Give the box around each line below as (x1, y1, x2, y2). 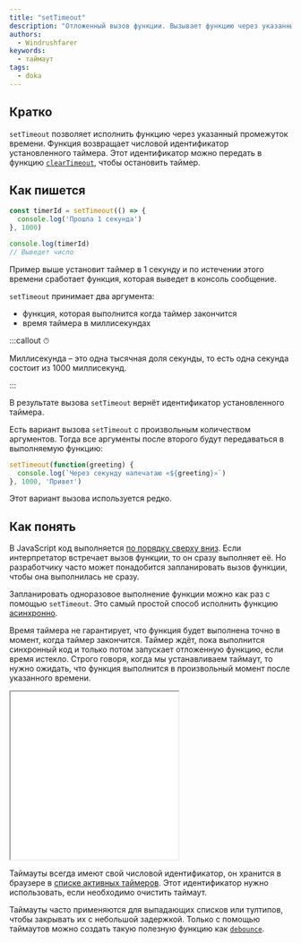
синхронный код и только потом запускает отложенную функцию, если (9, 644, 284, 655)
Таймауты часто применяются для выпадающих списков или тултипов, (9, 904, 284, 915)
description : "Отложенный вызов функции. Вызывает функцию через (9, 21, 258, 30)
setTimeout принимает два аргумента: (9, 290, 155, 301)
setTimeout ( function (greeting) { (9, 460, 134, 469)
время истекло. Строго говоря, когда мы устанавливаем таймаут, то (9, 654, 273, 664)
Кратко (9, 105, 53, 120)
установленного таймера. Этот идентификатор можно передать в (9, 147, 262, 158)
